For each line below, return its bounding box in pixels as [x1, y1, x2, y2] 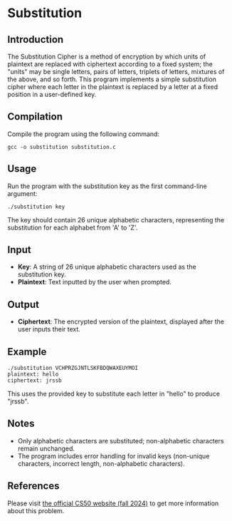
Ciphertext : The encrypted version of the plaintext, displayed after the [17, 317, 224, 326]
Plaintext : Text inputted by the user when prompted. [17, 278, 172, 287]
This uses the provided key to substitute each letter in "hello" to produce [7, 390, 221, 398]
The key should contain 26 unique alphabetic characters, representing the [7, 215, 225, 224]
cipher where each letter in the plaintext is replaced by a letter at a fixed [7, 83, 218, 91]
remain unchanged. [17, 444, 75, 453]
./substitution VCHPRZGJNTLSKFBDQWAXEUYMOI [7, 365, 139, 372]
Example [7, 346, 47, 358]
